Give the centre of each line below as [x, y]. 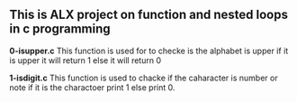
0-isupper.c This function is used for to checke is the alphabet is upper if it [149, 51]
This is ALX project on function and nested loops [148, 15]
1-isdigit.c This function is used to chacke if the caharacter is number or [144, 78]
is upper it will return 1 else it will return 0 [85, 60]
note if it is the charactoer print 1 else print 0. [92, 87]
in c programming [60, 29]
